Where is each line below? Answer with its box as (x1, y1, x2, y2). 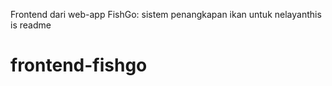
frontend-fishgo (10, 54, 148, 77)
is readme (10, 19, 52, 31)
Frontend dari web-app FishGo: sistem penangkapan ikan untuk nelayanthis (10, 9, 322, 20)
